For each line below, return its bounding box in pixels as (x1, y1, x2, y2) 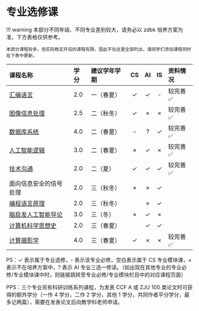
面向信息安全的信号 (9, 179, 63, 187)
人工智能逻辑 (9, 146, 46, 154)
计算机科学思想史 (9, 221, 57, 229)
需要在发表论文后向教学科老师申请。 (34, 298, 123, 305)
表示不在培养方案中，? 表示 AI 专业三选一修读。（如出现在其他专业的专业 (6, 264, 182, 271)
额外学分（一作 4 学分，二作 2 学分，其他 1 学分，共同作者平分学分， (16, 291, 185, 298)
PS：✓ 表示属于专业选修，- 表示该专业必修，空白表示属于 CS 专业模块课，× (6, 256, 192, 263)
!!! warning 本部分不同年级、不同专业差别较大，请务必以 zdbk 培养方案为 (6, 26, 184, 33)
